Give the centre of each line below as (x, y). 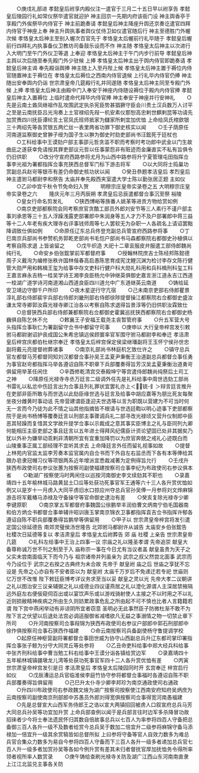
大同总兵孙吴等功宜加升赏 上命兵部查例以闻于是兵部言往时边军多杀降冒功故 (98, 712)
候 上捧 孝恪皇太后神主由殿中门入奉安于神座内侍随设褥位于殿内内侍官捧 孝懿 (99, 90)
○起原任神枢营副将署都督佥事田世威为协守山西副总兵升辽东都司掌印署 (102, 638)
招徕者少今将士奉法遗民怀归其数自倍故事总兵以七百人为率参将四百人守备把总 (99, 719)
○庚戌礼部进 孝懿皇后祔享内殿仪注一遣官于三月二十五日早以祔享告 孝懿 (103, 9)
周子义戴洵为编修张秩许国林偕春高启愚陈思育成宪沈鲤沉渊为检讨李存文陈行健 (99, 260)
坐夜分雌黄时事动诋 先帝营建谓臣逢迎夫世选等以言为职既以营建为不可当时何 (98, 401)
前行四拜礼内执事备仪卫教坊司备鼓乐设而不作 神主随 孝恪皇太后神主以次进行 (98, 46)
